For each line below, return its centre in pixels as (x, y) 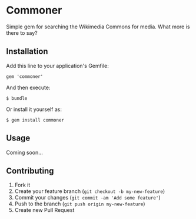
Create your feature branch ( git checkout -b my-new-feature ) (90, 191)
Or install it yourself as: (34, 109)
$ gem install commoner (35, 120)
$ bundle (17, 98)
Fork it (22, 185)
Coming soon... (24, 152)
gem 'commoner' (25, 76)
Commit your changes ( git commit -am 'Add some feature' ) (87, 198)
